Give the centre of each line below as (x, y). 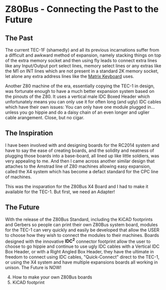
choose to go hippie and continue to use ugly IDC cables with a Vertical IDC (83, 246)
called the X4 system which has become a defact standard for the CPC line (82, 171)
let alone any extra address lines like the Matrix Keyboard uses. (70, 76)
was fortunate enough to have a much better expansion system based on (80, 91)
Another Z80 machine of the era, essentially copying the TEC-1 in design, (80, 86)
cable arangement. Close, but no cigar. (45, 117)
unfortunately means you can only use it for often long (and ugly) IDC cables (83, 102)
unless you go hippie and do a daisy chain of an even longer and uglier (77, 112)
